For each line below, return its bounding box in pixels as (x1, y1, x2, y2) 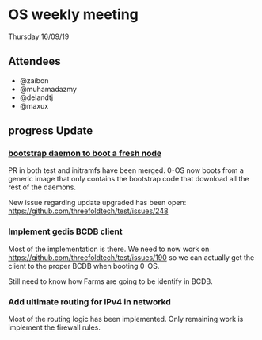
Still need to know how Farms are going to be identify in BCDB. (8, 276, 213, 286)
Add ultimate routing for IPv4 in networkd (8, 296, 172, 307)
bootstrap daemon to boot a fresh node (8, 148, 162, 159)
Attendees (8, 55, 61, 68)
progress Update (8, 124, 93, 138)
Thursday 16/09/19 (8, 32, 70, 41)
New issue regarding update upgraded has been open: (8, 198, 187, 208)
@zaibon (19, 75, 49, 85)
